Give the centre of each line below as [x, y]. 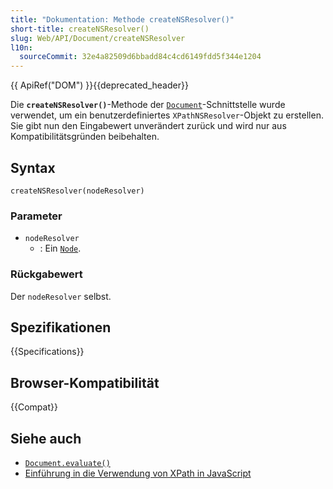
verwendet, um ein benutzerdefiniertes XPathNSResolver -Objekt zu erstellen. [167, 115]
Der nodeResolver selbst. [61, 296]
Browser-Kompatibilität [85, 382]
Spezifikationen [61, 327]
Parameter [36, 216]
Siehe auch [46, 438]
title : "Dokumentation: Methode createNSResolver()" [122, 19]
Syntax [33, 167]
